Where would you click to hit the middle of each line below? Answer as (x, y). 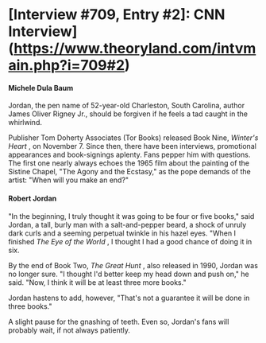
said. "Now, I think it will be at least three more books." (97, 282)
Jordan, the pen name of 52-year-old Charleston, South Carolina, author (126, 106)
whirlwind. (25, 123)
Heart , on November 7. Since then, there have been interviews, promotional (132, 146)
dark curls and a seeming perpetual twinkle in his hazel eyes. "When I (122, 233)
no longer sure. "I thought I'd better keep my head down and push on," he (129, 274)
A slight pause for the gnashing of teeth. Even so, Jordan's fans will (119, 322)
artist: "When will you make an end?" (69, 180)
